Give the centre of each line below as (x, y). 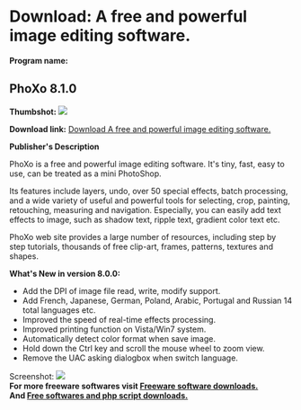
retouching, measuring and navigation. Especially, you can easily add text (145, 209)
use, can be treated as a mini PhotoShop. (85, 174)
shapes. (24, 256)
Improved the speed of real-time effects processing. (119, 319)
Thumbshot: (33, 111)
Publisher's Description (54, 147)
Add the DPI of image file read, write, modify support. (121, 290)
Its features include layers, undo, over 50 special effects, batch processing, (149, 191)
